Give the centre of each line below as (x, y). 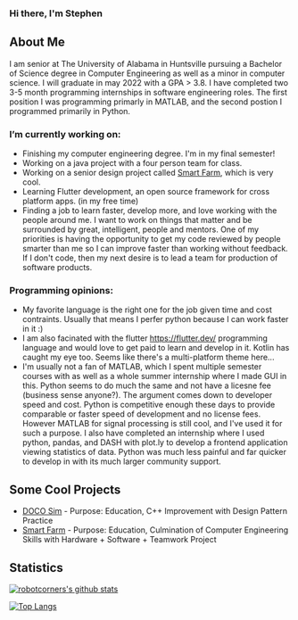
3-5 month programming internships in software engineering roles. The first (148, 92)
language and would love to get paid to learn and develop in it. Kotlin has (156, 348)
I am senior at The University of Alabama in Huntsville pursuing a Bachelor (146, 63)
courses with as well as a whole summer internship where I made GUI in (154, 376)
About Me (37, 42)
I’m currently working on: (65, 134)
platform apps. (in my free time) (80, 201)
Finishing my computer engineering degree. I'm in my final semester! (149, 153)
